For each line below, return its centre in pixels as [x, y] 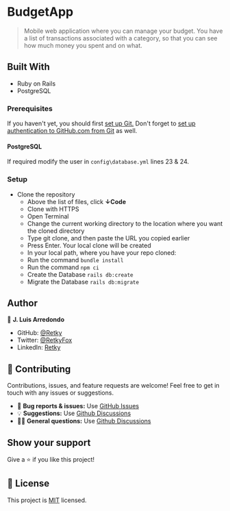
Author [22, 303]
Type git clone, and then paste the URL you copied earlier [108, 238]
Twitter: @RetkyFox [44, 340]
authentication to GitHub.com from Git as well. [72, 131]
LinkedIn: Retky [39, 347]
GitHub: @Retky [40, 333]
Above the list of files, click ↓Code [77, 201]
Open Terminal [48, 216]
